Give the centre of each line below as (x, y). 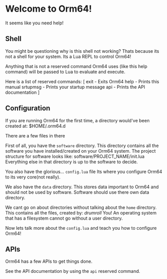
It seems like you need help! (34, 23)
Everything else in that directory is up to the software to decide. (72, 162)
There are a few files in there (35, 135)
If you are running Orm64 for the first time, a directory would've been (77, 120)
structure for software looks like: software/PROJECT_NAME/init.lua (75, 156)
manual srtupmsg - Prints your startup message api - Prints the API (75, 87)
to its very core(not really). (33, 177)
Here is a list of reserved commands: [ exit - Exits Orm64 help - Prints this (82, 81)
